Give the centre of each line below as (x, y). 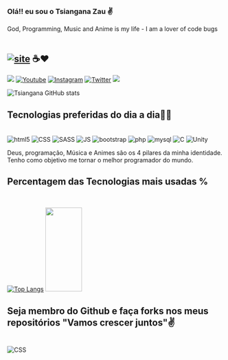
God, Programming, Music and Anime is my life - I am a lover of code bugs (113, 29)
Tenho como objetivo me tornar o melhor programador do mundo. (100, 160)
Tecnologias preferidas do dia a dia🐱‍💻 (90, 115)
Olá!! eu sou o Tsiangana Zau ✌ (60, 11)
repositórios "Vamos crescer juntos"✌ (91, 322)
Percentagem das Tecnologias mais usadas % (107, 181)
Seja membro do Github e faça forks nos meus (108, 311)
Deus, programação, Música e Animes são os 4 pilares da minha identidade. (115, 152)
